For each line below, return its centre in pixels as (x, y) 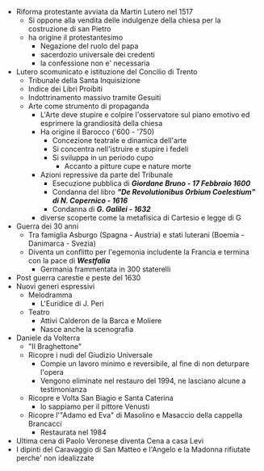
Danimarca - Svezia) (62, 243)
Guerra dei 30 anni (47, 226)
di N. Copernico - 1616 (90, 200)
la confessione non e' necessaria (95, 63)
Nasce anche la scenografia (87, 329)
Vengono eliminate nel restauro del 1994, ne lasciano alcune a (143, 381)
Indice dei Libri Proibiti (65, 89)
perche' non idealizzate (55, 458)
